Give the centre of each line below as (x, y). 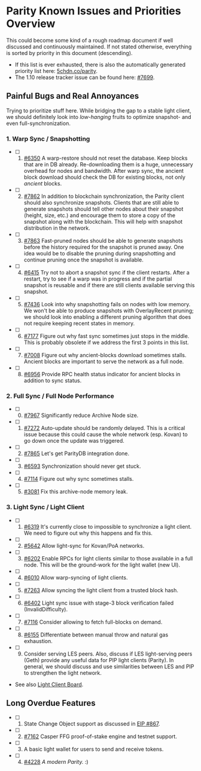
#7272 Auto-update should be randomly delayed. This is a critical (104, 428)
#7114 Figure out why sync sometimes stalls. (79, 479)
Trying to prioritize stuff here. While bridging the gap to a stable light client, (99, 110)
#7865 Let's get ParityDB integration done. (77, 453)
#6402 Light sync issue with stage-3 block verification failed (99, 603)
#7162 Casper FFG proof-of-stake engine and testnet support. (100, 736)
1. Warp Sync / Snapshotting (48, 139)
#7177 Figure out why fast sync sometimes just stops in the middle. (106, 336)
